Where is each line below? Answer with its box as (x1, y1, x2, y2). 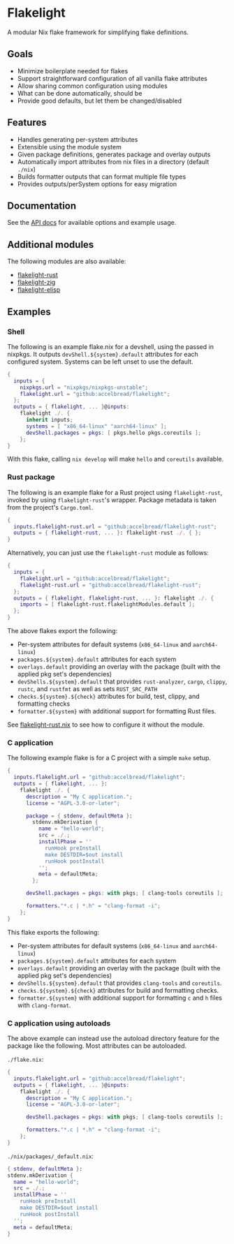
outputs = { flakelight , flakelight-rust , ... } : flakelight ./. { (13, 595, 214, 602)
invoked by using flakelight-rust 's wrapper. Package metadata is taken (7, 496, 217, 504)
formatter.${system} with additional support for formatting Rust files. (17, 707, 217, 716)
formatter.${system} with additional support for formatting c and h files (17, 993, 222, 1002)
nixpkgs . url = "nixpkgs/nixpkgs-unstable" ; (20, 384, 149, 391)
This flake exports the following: (7, 928, 100, 936)
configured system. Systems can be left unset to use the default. (7, 357, 193, 366)
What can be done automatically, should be (17, 89, 142, 97)
